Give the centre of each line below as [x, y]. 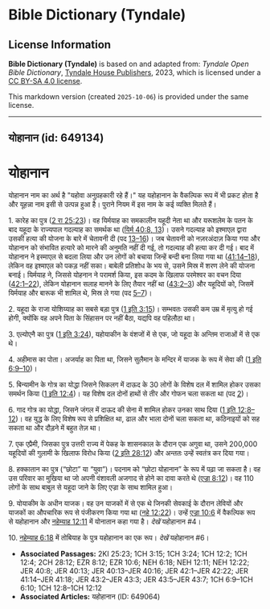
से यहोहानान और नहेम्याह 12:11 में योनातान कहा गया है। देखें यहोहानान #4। [105, 522]
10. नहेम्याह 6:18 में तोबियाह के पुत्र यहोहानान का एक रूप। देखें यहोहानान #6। [109, 538]
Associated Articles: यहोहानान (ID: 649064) [90, 597]
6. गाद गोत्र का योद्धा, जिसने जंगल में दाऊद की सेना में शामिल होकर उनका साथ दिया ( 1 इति [122, 410]
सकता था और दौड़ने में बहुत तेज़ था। [55, 428]
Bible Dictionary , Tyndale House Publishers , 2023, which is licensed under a [135, 72]
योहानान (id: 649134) [56, 138]
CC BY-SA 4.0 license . [45, 81]
